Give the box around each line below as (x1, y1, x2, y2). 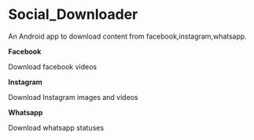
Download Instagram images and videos (8, 92, 139, 101)
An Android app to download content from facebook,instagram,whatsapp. (8, 31, 248, 41)
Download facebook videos (8, 61, 98, 72)
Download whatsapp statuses (8, 123, 105, 132)
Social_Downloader (8, 6, 138, 24)
